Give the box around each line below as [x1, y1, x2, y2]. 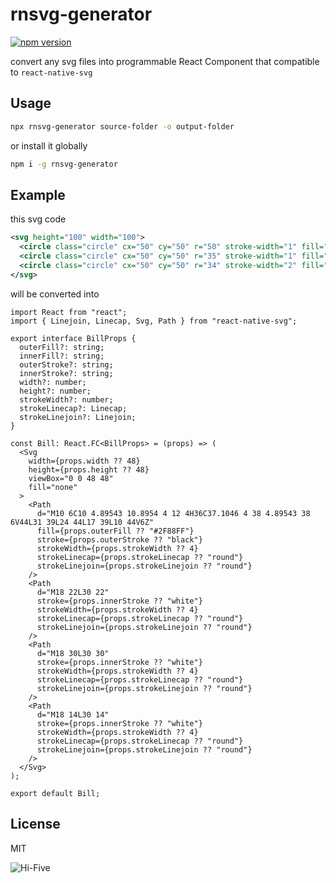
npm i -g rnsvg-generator [10, 159, 118, 169]
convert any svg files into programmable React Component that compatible [10, 55, 320, 67]
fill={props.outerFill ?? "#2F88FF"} [36, 526, 195, 536]
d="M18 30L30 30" [36, 648, 110, 658]
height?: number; [19, 386, 92, 396]
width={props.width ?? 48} [28, 456, 141, 466]
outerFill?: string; [19, 342, 105, 352]
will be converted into [10, 288, 100, 300]
